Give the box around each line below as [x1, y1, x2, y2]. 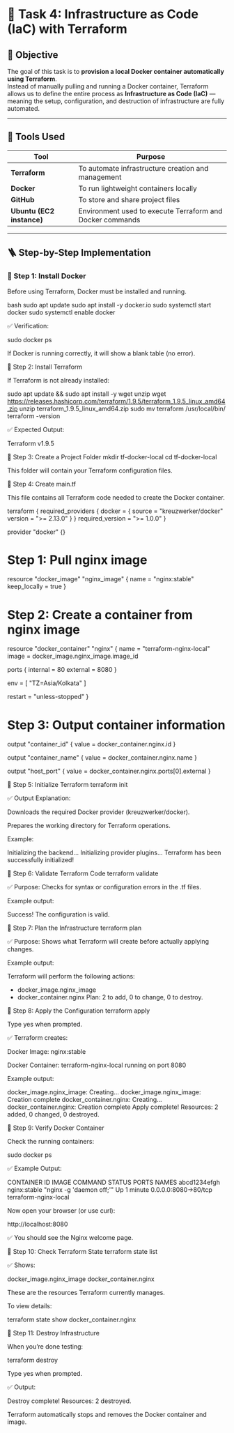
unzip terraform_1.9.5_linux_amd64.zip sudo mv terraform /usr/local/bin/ [19, 404, 226, 413]
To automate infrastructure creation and [78, 163, 209, 173]
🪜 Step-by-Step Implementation [7, 247, 151, 259]
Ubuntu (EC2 [10, 206, 54, 215]
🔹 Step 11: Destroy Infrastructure [7, 1329, 100, 1338]
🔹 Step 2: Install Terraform [7, 362, 83, 371]
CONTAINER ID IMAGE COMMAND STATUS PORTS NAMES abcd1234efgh [7, 1178, 221, 1187]
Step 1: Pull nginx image [7, 552, 148, 567]
